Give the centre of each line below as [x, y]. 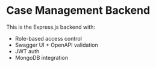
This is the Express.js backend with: [51, 27]
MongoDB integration [41, 57]
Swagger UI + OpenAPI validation [56, 45]
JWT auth [27, 51]
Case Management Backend [78, 10]
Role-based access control [48, 38]
